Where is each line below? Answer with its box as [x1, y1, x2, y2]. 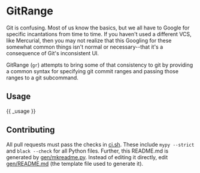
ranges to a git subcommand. [6, 74, 79, 81]
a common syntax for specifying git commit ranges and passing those [6, 67, 178, 74]
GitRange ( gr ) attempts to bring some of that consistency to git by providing [6, 61, 193, 68]
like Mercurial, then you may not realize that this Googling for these [6, 37, 172, 44]
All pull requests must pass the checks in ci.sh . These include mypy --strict [6, 141, 195, 148]
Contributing [6, 125, 55, 135]
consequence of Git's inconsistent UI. [6, 49, 99, 56]
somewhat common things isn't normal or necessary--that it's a [6, 43, 163, 50]
